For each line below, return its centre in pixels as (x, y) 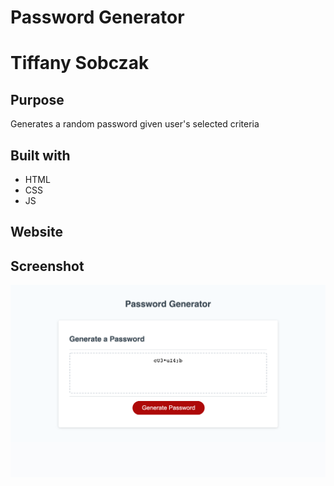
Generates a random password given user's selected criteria (135, 124)
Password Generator (97, 17)
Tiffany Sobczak (80, 63)
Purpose (37, 99)
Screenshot (47, 266)
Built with (40, 155)
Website (36, 232)
